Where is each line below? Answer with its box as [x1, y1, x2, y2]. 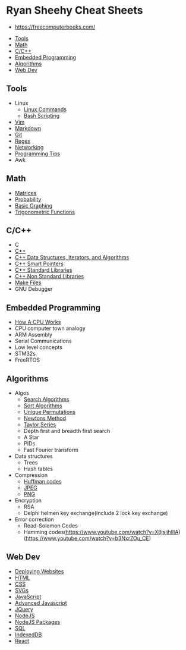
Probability [14, 196, 42, 203]
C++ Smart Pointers [14, 260, 64, 268]
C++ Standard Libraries [14, 266, 72, 274]
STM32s [14, 350, 36, 357]
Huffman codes [23, 478, 62, 485]
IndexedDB [14, 631, 42, 638]
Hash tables [23, 465, 53, 472]
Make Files [14, 279, 42, 286]
